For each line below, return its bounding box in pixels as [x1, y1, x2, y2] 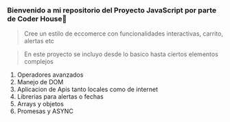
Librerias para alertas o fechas [16, 93, 104, 101]
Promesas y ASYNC [16, 107, 73, 115]
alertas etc [23, 37, 55, 45]
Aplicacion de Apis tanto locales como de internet [16, 85, 159, 94]
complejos [23, 58, 54, 66]
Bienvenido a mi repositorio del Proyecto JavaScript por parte [7, 5, 217, 15]
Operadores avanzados [16, 71, 84, 79]
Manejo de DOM [16, 78, 64, 86]
